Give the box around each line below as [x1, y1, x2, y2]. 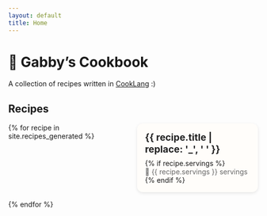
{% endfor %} [8, 199, 54, 210]
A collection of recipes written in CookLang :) [8, 79, 156, 89]
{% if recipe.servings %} [145, 159, 226, 169]
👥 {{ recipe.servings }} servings [145, 167, 248, 176]
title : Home [8, 19, 48, 27]
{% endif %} [145, 176, 185, 185]
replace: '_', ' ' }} [145, 143, 220, 156]
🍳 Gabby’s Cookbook [8, 53, 149, 71]
